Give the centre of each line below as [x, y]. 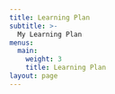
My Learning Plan [50, 34]
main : [28, 51]
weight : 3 [44, 59]
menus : [22, 43]
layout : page [34, 76]
